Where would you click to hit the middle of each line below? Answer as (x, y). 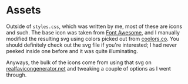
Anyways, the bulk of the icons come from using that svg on (79, 62)
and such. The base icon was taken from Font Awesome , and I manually (93, 32)
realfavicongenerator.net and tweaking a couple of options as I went (89, 68)
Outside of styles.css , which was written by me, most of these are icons (94, 26)
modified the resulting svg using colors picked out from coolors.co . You (93, 38)
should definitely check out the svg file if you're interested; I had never (92, 45)
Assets (23, 10)
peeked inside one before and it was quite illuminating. (72, 51)
